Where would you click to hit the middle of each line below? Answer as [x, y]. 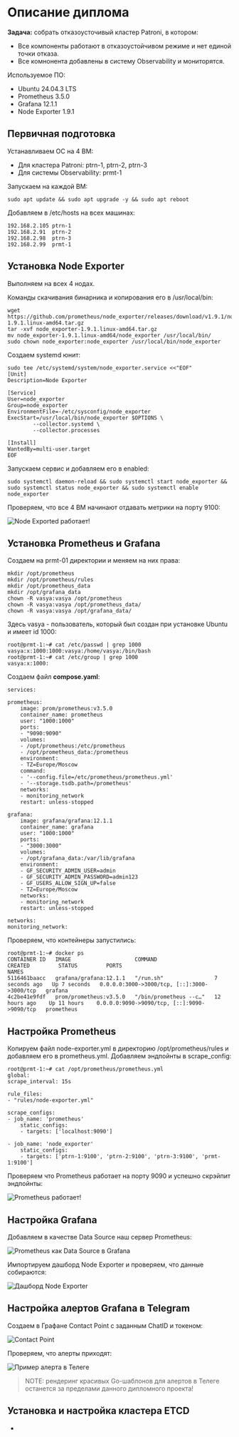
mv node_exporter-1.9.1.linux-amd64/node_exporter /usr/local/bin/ [110, 335]
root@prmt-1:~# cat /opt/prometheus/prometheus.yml [85, 1069]
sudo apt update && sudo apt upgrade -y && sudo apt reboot [99, 199]
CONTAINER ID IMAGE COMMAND [83, 960]
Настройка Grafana [52, 1220]
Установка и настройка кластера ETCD [99, 1411]
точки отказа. [38, 53]
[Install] [22, 443]
